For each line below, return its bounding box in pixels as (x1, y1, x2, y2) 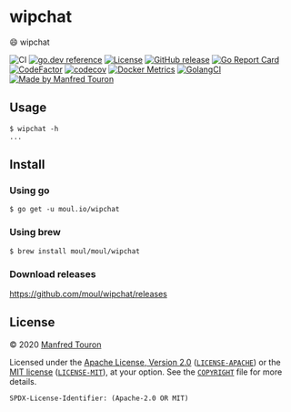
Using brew (9, 226, 61, 239)
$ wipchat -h (9, 124, 59, 133)
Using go (9, 184, 50, 197)
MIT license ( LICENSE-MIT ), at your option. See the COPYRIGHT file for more (9, 366, 283, 377)
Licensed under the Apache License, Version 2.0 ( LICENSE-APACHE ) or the (9, 356, 281, 367)
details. (9, 376, 37, 386)
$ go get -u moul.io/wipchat (9, 205, 120, 214)
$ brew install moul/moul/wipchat (9, 246, 141, 256)
